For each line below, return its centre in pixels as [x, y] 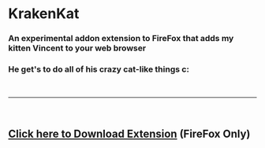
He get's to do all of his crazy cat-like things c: [99, 69]
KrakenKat [44, 14]
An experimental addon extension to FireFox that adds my [121, 39]
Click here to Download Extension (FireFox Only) [129, 133]
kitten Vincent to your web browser [77, 48]
